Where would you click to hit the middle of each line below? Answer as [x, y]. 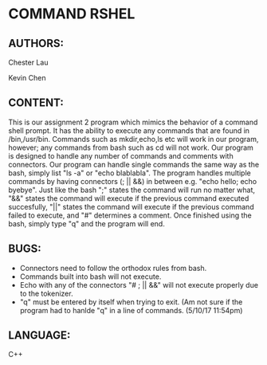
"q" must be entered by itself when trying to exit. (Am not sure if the [131, 302]
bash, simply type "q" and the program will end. [86, 223]
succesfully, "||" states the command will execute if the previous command [131, 206]
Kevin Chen [27, 78]
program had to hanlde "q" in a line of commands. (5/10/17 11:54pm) [131, 310]
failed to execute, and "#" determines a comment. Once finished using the [130, 215]
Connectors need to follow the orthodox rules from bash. [113, 268]
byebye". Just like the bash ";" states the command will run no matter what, [132, 190]
